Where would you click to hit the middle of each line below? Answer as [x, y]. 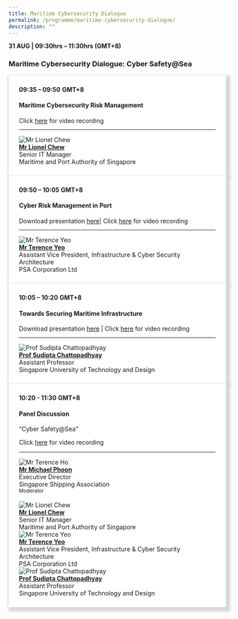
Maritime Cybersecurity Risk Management [81, 105]
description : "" [32, 26]
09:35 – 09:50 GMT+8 [51, 89]
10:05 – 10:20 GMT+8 [50, 297]
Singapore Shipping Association [64, 484]
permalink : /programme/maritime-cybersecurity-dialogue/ [92, 20]
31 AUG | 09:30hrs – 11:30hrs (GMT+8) [65, 46]
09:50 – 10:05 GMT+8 [51, 190]
